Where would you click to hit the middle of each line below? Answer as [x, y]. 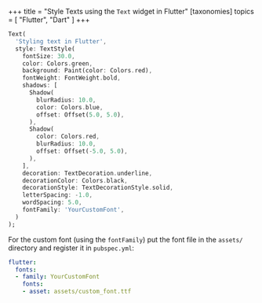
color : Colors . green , [57, 63]
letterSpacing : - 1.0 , [57, 195]
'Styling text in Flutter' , [61, 41]
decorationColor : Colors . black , [75, 180]
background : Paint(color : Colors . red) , [87, 71]
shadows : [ [40, 86]
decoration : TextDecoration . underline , [87, 173]
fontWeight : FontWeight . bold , [72, 78]
